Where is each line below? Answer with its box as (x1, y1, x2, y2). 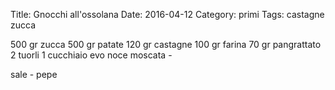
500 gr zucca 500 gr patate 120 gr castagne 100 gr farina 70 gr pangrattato (10, 39, 322, 50)
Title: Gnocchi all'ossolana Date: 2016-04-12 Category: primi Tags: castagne (10, 9, 325, 20)
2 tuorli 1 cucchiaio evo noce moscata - (10, 49, 173, 61)
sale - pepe (10, 69, 58, 80)
